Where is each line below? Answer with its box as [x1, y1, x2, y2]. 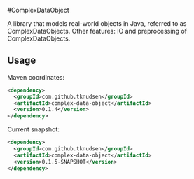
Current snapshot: [7, 125, 60, 134]
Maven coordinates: [7, 73, 65, 81]
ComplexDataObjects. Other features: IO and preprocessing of [7, 27, 188, 35]
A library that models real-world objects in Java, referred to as [7, 20, 187, 27]
